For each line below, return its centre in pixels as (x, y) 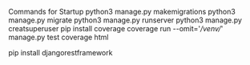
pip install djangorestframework (60, 53)
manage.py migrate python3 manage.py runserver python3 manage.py (125, 20)
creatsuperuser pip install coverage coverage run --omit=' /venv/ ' (116, 28)
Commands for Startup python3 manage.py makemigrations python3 (122, 12)
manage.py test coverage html (58, 37)
